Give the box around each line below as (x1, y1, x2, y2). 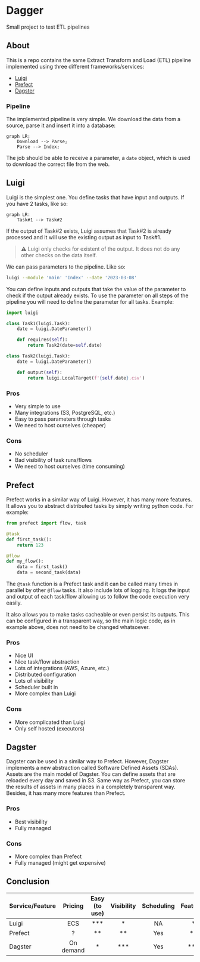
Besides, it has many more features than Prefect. (6, 790, 126, 797)
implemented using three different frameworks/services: (6, 63, 145, 70)
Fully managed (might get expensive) (14, 859, 106, 867)
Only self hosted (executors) (14, 724, 85, 732)
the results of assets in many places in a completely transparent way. (6, 783, 176, 791)
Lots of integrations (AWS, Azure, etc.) (14, 665, 110, 672)
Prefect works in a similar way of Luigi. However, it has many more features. (6, 496, 192, 503)
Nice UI (14, 652, 34, 659)
